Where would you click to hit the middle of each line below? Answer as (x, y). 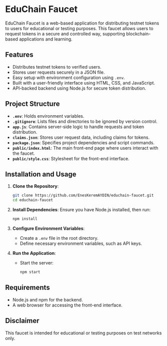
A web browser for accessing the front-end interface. (67, 305)
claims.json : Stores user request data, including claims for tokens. (81, 137)
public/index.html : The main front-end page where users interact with (85, 148)
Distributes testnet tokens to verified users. (57, 67)
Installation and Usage (41, 174)
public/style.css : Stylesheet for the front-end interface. (71, 158)
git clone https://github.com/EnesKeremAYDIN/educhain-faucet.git (83, 196)
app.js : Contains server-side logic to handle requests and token (78, 127)
